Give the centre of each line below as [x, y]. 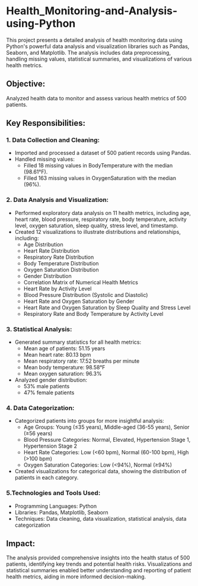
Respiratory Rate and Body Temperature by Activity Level [94, 313]
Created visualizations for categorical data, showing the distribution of [100, 471]
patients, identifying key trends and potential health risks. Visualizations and [99, 564]
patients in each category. [47, 478]
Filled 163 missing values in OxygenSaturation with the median [100, 178]
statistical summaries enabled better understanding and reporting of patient [99, 571]
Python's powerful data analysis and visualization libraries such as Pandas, [98, 46]
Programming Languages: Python [56, 506]
